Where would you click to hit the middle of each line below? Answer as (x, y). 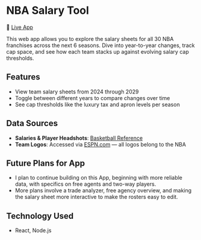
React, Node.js (33, 230)
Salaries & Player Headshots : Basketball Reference (79, 138)
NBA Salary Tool (48, 11)
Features (23, 77)
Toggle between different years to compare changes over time (92, 98)
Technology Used (40, 216)
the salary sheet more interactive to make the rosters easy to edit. (97, 197)
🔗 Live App (20, 27)
